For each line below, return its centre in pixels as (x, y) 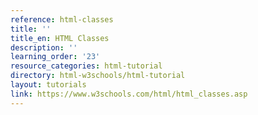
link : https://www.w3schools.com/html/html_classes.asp (129, 94)
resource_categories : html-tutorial (86, 66)
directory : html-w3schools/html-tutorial (98, 76)
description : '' (44, 47)
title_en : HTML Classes (60, 38)
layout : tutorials (48, 85)
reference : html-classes (62, 19)
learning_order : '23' (55, 57)
